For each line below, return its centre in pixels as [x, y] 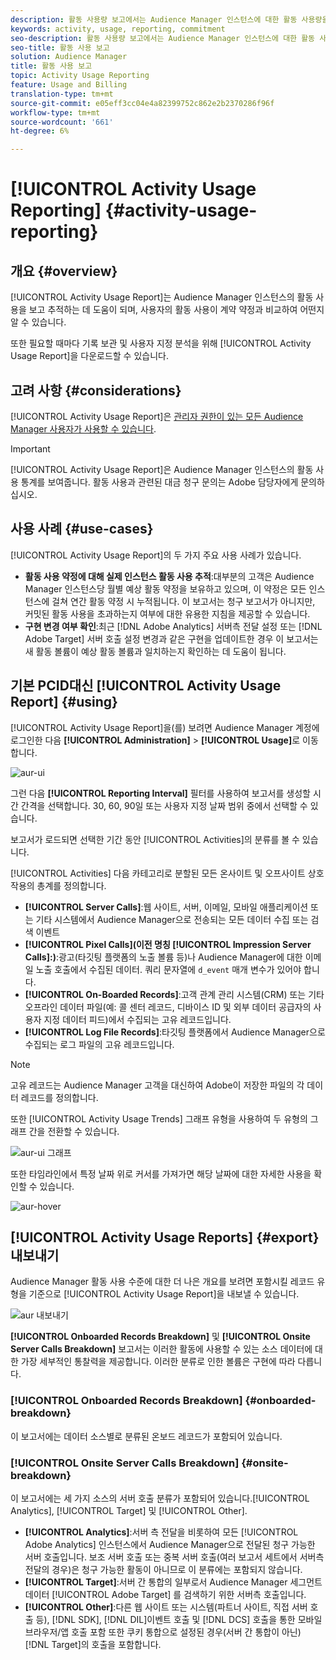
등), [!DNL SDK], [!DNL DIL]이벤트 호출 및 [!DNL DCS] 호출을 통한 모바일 [179, 1619]
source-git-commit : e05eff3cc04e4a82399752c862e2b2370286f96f [142, 103]
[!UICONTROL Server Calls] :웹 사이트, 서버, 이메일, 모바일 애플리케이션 [166, 907]
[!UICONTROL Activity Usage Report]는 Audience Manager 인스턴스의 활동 [162, 297]
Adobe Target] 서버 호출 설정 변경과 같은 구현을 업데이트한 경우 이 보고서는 [171, 638]
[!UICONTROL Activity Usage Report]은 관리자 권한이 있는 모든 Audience [157, 416]
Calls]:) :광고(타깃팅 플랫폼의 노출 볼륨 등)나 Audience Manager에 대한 [163, 957]
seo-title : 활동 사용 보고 [60, 47]
